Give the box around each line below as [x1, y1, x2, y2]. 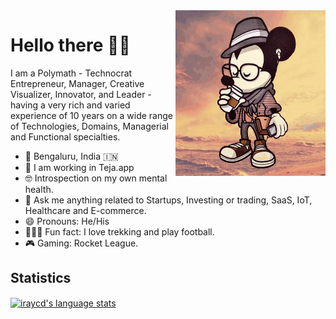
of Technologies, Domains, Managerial [10, 120, 169, 132]
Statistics [10, 270, 72, 287]
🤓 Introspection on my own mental [24, 172, 168, 184]
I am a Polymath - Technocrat [10, 67, 133, 79]
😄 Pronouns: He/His [24, 215, 110, 227]
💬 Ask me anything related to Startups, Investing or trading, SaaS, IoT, [24, 194, 313, 206]
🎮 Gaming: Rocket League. [24, 237, 139, 249]
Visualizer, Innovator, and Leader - [10, 88, 152, 100]
